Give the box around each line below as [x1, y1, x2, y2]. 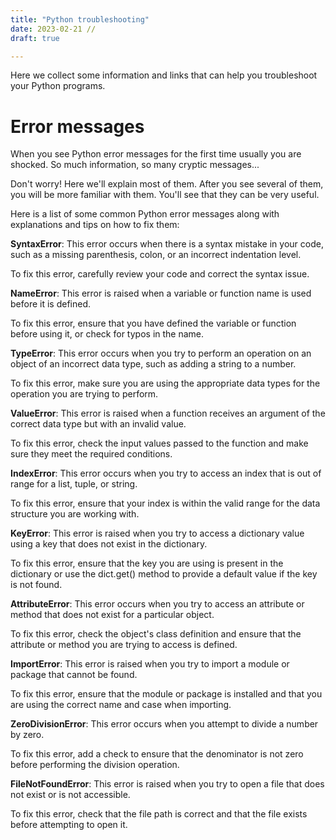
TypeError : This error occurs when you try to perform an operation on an [10, 347, 312, 360]
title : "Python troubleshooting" [10, 14, 150, 25]
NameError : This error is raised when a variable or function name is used [10, 287, 312, 300]
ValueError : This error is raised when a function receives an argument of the [10, 407, 326, 420]
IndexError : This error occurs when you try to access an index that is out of [10, 467, 322, 480]
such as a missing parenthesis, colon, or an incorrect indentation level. [10, 249, 302, 261]
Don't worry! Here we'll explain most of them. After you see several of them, [10, 178, 324, 190]
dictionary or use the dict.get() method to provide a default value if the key [10, 568, 318, 580]
